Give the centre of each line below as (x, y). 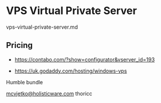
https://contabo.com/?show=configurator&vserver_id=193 (85, 59)
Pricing (20, 45)
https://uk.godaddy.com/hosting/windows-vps (71, 71)
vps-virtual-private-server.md (42, 27)
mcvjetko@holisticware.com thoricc (49, 93)
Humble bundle (25, 82)
